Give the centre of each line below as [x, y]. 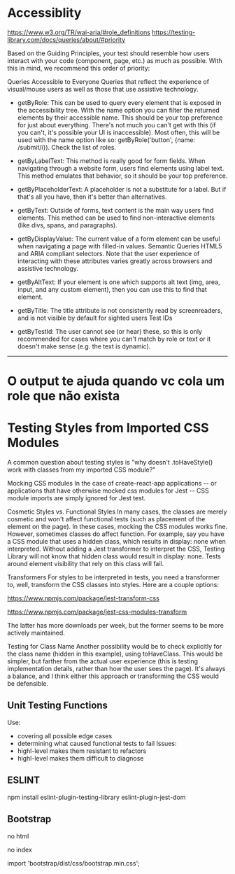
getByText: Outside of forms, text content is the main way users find [115, 210]
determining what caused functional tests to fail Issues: [97, 743]
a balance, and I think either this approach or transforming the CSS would [113, 676]
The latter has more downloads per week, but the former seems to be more [115, 626]
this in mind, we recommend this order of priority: [79, 68]
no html [18, 836]
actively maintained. [36, 633]
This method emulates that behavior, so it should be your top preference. [122, 176]
